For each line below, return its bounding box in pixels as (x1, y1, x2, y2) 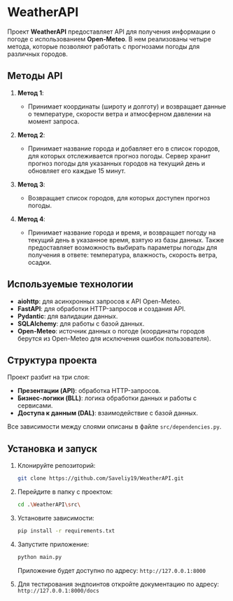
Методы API (7, 70, 63, 82)
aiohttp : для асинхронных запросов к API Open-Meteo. (17, 297, 182, 305)
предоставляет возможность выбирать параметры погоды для (27, 243, 218, 251)
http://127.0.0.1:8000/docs (17, 587, 99, 594)
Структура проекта (7, 354, 97, 366)
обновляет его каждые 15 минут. (27, 166, 126, 175)
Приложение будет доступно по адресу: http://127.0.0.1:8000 (17, 566, 206, 574)
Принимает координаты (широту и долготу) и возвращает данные (27, 102, 227, 111)
